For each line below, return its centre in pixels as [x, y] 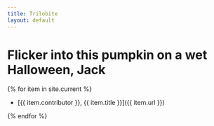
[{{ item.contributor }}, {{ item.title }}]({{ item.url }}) [91, 103]
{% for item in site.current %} [50, 89]
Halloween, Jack [56, 70]
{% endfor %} [27, 116]
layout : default [31, 20]
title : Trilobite [33, 14]
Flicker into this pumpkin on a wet [107, 55]
